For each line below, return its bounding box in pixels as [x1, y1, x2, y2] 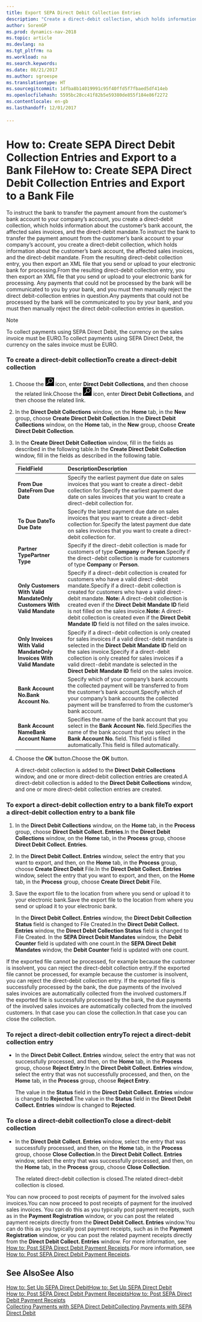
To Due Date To [17, 517, 55, 524]
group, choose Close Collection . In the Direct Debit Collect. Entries [14, 1151, 182, 1158]
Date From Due [17, 487, 55, 494]
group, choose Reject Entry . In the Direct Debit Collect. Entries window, [14, 1065, 194, 1072]
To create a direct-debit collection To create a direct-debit [6, 355, 177, 364]
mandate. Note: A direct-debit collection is [81, 595, 188, 602]
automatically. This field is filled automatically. [67, 742, 180, 749]
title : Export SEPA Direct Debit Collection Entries [6, 10, 141, 16]
